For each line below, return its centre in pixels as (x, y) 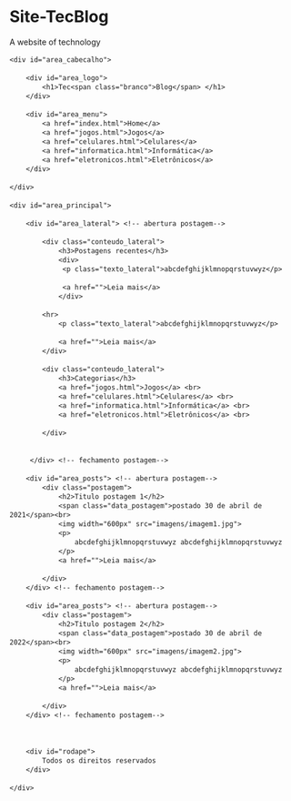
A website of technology (55, 42)
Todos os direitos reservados (99, 760)
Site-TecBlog (59, 17)
